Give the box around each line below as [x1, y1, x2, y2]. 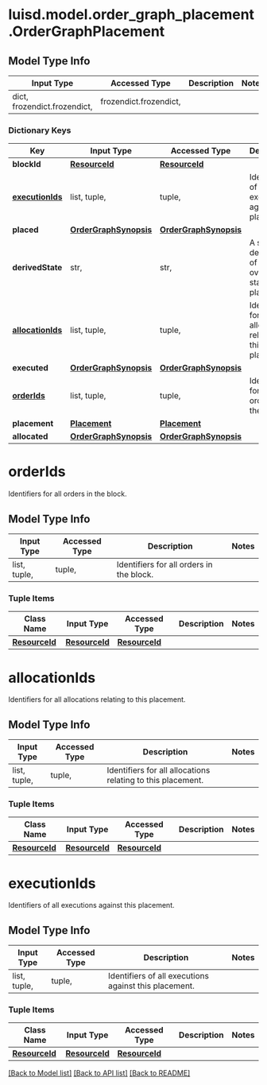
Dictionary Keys [8, 125, 72, 136]
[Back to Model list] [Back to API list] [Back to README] [8, 1068, 191, 1078]
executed [12, 362, 49, 374]
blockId [12, 159, 41, 170]
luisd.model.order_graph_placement [8, 6, 255, 24]
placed [12, 224, 39, 235]
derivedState [12, 262, 63, 273]
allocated [12, 431, 48, 442]
